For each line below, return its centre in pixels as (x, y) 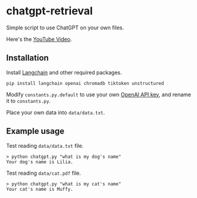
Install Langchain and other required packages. (64, 72)
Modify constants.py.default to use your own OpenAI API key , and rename (99, 95)
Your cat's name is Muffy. (40, 189)
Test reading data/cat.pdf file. (44, 173)
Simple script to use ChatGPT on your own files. (65, 28)
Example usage (35, 131)
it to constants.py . (28, 100)
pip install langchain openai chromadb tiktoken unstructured (85, 83)
